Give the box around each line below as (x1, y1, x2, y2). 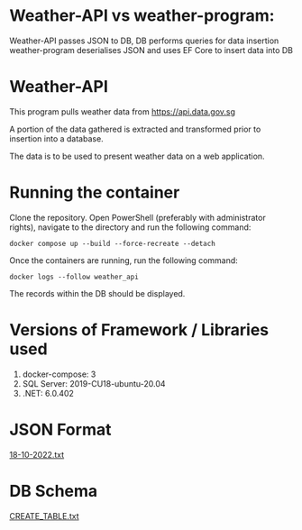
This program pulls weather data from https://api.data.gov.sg (9, 105, 236, 117)
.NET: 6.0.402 (22, 388, 75, 398)
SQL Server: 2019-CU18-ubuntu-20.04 (22, 378, 166, 388)
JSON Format (9, 419, 112, 440)
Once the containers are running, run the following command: (9, 254, 239, 266)
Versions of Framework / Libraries (9, 320, 270, 340)
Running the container (9, 182, 180, 203)
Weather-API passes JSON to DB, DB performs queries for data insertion (9, 35, 279, 46)
